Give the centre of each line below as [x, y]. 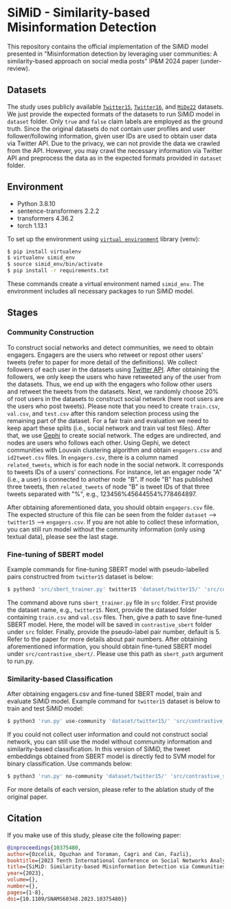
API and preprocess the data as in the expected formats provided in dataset [114, 158]
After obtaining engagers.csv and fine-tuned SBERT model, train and [104, 694]
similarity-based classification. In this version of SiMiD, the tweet [99, 749]
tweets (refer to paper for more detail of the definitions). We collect [102, 362]
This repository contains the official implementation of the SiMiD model [108, 46]
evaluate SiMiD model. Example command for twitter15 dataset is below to [114, 702]
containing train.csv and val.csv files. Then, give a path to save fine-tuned [114, 617]
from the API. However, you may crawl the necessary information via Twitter [115, 150]
